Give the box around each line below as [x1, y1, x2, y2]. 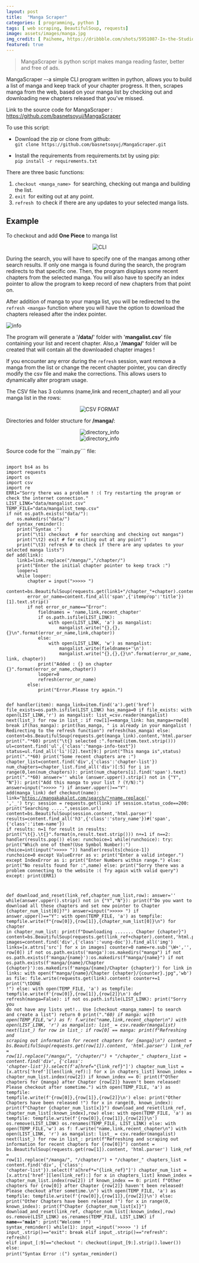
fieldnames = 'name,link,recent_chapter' [37, 609, 142, 615]
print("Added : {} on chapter [37, 661, 113, 667]
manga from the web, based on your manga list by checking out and [6, 88, 173, 95]
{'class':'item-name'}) [6, 821, 65, 827]
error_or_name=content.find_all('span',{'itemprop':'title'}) [27, 594, 184, 600]
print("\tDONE [6, 981, 41, 987]
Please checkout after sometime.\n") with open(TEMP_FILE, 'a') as [6, 1188, 176, 1194]
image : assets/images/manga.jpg [6, 31, 86, 37]
